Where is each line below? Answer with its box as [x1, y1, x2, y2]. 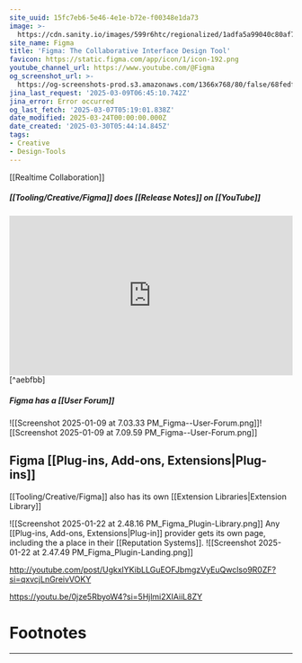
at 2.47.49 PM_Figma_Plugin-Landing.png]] [32, 546, 193, 558]
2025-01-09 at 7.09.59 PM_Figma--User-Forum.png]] [59, 427, 258, 438]
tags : [9, 130, 30, 139]
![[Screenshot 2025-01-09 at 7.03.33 [9, 417, 146, 428]
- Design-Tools [9, 147, 67, 156]
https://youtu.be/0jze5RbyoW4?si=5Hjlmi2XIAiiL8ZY [9, 591, 203, 602]
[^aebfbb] [9, 374, 46, 385]
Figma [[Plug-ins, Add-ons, [9, 453, 165, 469]
